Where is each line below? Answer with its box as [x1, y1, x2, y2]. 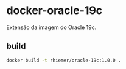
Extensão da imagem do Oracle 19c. [6, 24, 97, 31]
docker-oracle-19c [6, 4, 103, 18]
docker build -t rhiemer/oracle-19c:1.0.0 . [6, 57, 121, 64]
